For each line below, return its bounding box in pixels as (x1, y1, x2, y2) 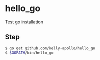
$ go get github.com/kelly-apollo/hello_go (5, 45, 96, 51)
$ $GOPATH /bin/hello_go (5, 50, 54, 55)
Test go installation (5, 19, 43, 25)
